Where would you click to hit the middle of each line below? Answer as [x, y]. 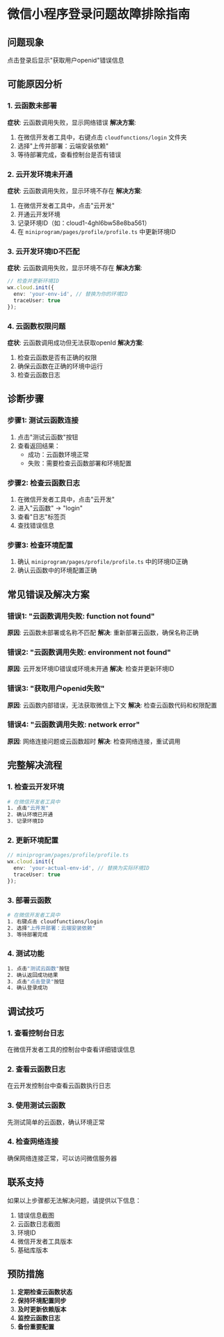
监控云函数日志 [39, 1318]
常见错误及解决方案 [48, 594]
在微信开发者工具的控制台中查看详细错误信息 [71, 1049]
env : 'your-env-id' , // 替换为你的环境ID [71, 294]
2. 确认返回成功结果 [33, 975]
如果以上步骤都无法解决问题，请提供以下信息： [74, 1200]
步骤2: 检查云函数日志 [43, 483]
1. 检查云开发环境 [36, 787]
